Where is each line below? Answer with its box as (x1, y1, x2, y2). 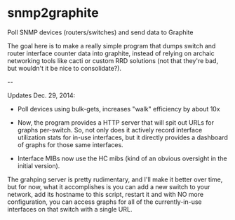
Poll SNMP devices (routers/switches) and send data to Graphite (7, 28, 194, 36)
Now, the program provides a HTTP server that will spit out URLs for (17, 118, 214, 127)
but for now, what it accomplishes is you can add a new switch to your (7, 182, 210, 191)
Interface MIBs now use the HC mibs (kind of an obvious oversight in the (17, 154, 227, 163)
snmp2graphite (7, 5, 100, 21)
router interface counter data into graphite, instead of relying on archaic (7, 49, 215, 57)
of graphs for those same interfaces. (17, 140, 124, 149)
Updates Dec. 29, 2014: (7, 91, 76, 99)
